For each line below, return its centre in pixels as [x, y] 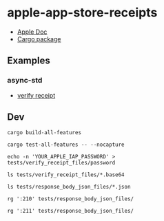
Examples [29, 61]
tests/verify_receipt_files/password [61, 163]
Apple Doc [32, 32]
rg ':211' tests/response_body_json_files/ [71, 211]
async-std [25, 81]
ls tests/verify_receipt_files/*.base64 [66, 175]
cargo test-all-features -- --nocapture [66, 145]
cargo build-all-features [44, 133]
